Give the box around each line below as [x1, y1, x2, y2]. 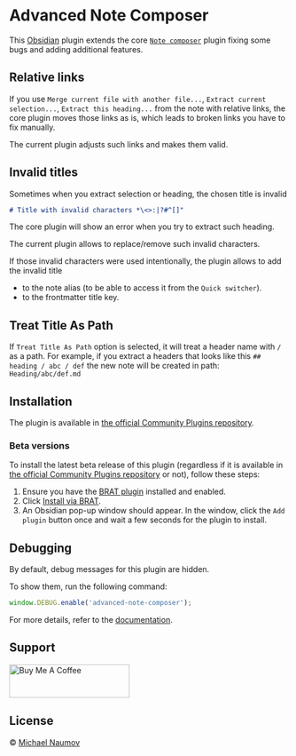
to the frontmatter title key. [21, 292, 120, 303]
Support [9, 641, 56, 656]
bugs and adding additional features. [9, 44, 144, 54]
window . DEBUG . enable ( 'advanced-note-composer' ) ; [9, 599, 192, 608]
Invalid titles [9, 165, 78, 180]
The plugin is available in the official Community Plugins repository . [9, 418, 254, 428]
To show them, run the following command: [9, 581, 167, 592]
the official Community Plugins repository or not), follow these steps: [9, 469, 261, 480]
